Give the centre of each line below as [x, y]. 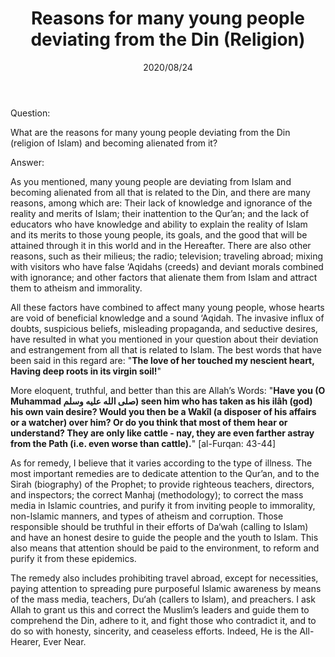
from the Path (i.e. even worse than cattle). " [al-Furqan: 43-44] [143, 443]
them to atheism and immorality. [76, 288]
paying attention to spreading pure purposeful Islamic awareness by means [166, 588]
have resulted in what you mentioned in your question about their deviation [164, 339]
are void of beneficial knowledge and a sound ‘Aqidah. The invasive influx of [167, 318]
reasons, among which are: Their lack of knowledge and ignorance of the [161, 203]
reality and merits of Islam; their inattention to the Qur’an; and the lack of [160, 213]
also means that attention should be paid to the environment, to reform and [165, 548]
